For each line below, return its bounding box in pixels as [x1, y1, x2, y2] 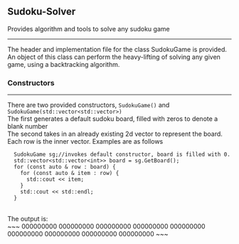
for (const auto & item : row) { [20, 170, 119, 177]
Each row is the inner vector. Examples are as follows [7, 137, 164, 146]
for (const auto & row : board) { [14, 164, 116, 171]
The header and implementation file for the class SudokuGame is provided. [7, 45, 228, 53]
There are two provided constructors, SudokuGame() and [7, 101, 170, 110]
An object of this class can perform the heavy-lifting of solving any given [7, 53, 221, 61]
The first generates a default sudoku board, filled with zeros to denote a [7, 115, 218, 123]
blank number [7, 122, 48, 131]
